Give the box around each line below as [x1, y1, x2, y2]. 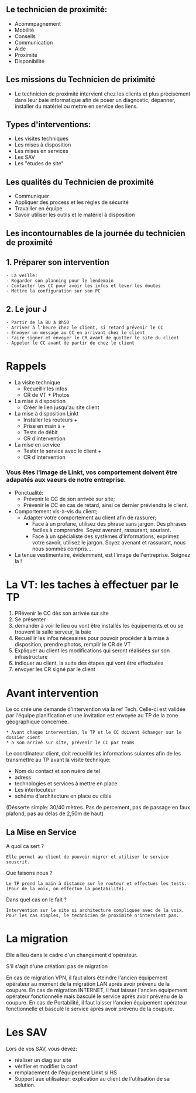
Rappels [6, 360, 47, 373]
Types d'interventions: [6, 120, 91, 130]
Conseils [14, 32, 36, 40]
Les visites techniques [14, 135, 69, 142]
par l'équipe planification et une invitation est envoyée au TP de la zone [6, 712, 178, 719]
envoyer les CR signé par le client [14, 666, 95, 673]
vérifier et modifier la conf [14, 1063, 78, 1070]
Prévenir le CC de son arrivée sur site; [23, 495, 115, 502]
